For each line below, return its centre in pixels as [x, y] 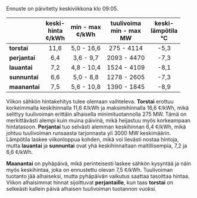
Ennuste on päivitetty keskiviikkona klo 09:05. [62, 9]
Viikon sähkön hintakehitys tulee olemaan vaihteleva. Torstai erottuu [90, 101]
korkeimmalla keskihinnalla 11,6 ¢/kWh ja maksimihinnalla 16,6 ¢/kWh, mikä [98, 108]
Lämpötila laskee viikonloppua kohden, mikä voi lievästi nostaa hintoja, [93, 139]
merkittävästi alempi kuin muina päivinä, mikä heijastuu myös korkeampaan [98, 120]
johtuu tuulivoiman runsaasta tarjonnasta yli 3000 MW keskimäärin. [89, 133]
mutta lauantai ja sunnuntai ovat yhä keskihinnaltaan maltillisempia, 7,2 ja [97, 146]
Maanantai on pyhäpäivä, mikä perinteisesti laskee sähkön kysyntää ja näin [99, 164]
